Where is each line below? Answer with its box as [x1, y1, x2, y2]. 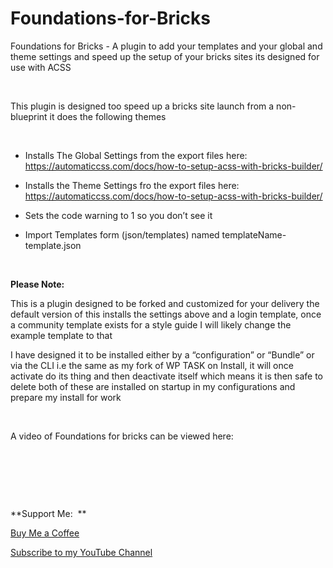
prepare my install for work [10, 391, 122, 403]
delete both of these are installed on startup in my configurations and [10, 380, 296, 392]
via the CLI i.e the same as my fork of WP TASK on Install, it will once [10, 359, 294, 371]
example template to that [10, 329, 113, 341]
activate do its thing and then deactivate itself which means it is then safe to [10, 370, 323, 382]
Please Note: [10, 278, 65, 290]
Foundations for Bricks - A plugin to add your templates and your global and [10, 40, 323, 52]
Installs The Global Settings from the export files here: [24, 149, 248, 161]
